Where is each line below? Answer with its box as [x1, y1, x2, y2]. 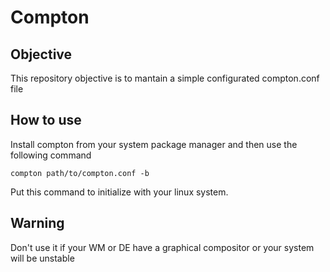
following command [10, 149, 92, 161]
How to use [10, 112, 82, 129]
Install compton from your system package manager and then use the [10, 138, 298, 150]
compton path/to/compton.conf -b [10, 168, 150, 178]
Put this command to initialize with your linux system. [10, 186, 229, 198]
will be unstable [10, 252, 75, 264]
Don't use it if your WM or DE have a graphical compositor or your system [10, 241, 315, 253]
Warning [10, 215, 65, 232]
